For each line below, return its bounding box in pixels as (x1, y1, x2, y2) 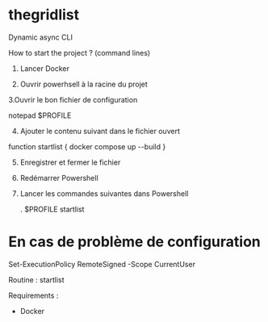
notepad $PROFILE (8, 111, 72, 120)
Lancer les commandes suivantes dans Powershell (19, 188, 189, 199)
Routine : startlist (8, 274, 65, 284)
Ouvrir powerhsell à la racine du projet (19, 79, 148, 89)
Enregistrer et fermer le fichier (19, 157, 121, 167)
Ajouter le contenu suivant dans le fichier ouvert (19, 126, 180, 136)
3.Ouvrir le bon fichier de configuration (8, 94, 138, 104)
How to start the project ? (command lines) (8, 48, 151, 57)
